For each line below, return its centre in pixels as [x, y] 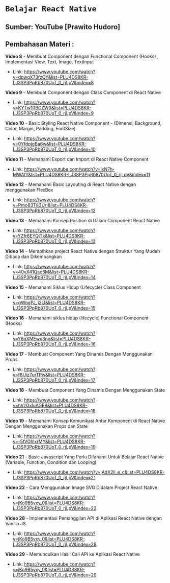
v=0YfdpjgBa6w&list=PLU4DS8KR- [49, 144]
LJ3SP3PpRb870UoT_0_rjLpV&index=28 [54, 544]
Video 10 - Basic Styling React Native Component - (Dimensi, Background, [83, 123]
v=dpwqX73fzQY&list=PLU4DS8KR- [50, 77]
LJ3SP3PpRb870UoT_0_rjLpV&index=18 [54, 411]
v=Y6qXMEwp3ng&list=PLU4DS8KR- [51, 339]
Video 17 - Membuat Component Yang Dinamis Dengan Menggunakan [79, 354]
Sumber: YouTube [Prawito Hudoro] [63, 27]
